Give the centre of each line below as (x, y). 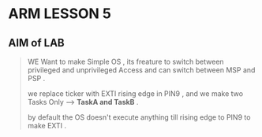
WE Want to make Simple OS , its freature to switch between (125, 61)
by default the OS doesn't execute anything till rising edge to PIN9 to (139, 117)
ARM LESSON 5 (60, 14)
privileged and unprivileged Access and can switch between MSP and (141, 70)
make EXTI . (47, 126)
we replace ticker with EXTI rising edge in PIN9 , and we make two (135, 94)
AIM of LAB (36, 43)
